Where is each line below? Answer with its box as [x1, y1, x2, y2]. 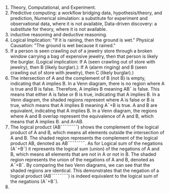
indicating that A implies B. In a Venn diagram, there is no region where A [10, 80, 165, 87]
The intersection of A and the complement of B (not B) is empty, [10, 75, 146, 81]
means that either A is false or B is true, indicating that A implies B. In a [10, 92, 160, 97]
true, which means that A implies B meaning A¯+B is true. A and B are [10, 102, 158, 108]
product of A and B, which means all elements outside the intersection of [10, 130, 164, 135]
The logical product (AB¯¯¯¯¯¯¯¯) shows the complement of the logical [10, 124, 159, 130]
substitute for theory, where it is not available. [10, 26, 107, 32]
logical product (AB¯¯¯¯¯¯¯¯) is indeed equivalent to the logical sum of [10, 173, 158, 179]
